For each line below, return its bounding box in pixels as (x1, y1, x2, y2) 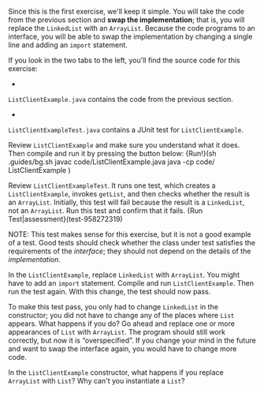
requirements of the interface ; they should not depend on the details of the (8, 246, 251, 256)
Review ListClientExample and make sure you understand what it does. (8, 140, 240, 149)
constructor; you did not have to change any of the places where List (8, 311, 235, 320)
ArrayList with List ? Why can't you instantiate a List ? (8, 376, 185, 385)
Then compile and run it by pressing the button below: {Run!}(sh (8, 149, 217, 158)
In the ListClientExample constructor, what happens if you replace (8, 368, 225, 377)
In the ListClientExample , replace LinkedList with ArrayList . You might (8, 270, 240, 279)
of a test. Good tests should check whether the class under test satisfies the (8, 238, 256, 247)
